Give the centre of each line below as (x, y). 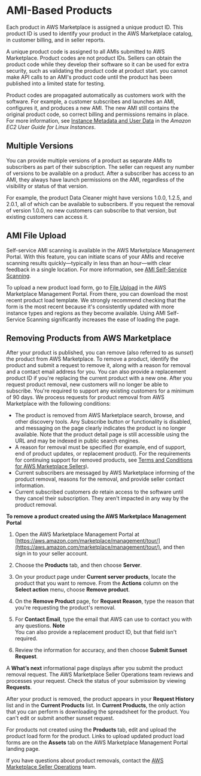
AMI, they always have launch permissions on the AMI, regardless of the (95, 179)
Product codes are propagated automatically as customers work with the (96, 95)
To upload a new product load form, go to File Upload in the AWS (86, 287)
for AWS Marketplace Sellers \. (52, 466)
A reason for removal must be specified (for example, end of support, (100, 447)
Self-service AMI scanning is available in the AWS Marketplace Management (100, 250)
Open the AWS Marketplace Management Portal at (77, 534)
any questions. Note (40, 626)
